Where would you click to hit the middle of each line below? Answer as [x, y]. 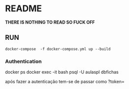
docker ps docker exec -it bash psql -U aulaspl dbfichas [62, 72]
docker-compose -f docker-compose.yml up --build [58, 49]
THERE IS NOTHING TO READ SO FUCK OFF [50, 22]
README [24, 9]
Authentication [23, 61]
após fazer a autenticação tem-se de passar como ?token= [65, 82]
